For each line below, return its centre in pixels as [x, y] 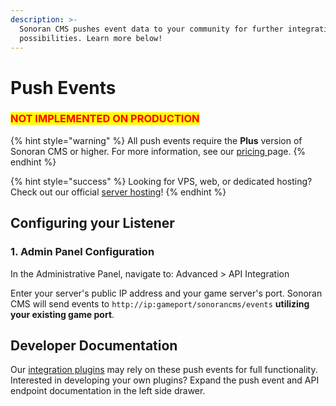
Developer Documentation [94, 345]
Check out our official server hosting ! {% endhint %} [118, 192]
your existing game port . [62, 314]
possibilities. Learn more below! [91, 38]
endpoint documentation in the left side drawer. [108, 391]
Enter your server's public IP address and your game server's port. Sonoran [166, 293]
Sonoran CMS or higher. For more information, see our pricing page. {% [158, 151]
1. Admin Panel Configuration [82, 252]
